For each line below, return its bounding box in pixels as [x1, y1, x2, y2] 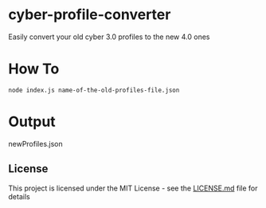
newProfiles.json [8, 139, 64, 148]
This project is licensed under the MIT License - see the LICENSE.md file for [8, 183, 258, 193]
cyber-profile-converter [8, 6, 171, 24]
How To [8, 60, 60, 78]
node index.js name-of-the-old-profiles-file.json [8, 86, 180, 94]
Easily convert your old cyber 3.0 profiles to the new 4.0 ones [8, 32, 210, 41]
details [8, 191, 30, 201]
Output [8, 113, 56, 131]
